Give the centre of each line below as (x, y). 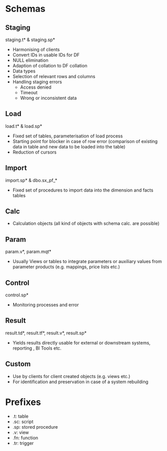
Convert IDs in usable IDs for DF (46, 55)
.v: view (21, 432)
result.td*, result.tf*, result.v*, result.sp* (46, 333)
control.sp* (17, 295)
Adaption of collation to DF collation (50, 66)
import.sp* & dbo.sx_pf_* (31, 180)
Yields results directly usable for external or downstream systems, (81, 343)
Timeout (29, 92)
